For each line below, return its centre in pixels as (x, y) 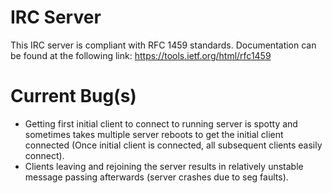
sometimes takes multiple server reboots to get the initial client (154, 134)
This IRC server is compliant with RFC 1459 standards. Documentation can (163, 45)
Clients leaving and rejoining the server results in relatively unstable (164, 166)
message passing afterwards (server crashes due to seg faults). (156, 177)
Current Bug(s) (73, 96)
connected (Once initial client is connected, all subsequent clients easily (173, 145)
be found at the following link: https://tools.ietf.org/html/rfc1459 (141, 55)
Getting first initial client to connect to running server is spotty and (161, 123)
